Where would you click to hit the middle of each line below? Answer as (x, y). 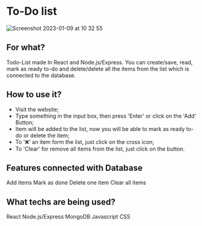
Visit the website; (37, 109)
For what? (26, 47)
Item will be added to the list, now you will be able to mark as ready (100, 129)
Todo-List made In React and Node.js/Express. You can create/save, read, (99, 62)
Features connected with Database (74, 168)
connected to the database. (41, 75)
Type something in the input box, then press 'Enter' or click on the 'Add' (106, 116)
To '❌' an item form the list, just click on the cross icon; (84, 141)
